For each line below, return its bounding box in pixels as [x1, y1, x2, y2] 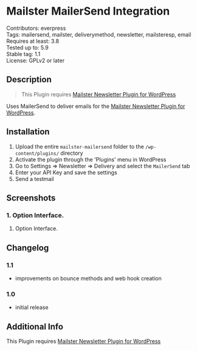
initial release [15, 303, 49, 311]
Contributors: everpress [6, 24, 66, 32]
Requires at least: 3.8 [6, 37, 60, 44]
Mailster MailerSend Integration [6, 4, 170, 18]
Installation [6, 127, 50, 137]
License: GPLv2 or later [6, 57, 65, 64]
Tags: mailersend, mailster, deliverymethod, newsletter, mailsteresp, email [6, 30, 192, 38]
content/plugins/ [15, 151, 60, 157]
